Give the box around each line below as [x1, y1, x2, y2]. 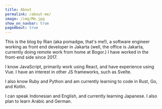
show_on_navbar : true [5, 21, 49, 26]
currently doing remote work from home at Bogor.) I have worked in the [5, 49, 149, 55]
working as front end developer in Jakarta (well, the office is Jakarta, [5, 44, 144, 50]
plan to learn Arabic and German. [5, 98, 72, 104]
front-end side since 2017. [5, 54, 58, 60]
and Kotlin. [5, 84, 27, 89]
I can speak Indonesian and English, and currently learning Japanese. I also [5, 93, 158, 99]
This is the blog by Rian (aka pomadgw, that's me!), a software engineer [5, 39, 150, 44]
